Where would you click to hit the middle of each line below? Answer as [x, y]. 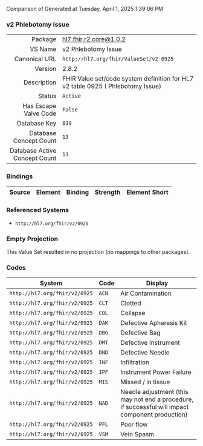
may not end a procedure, [157, 399]
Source [20, 192]
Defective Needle [145, 353]
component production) [154, 414]
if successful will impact [155, 407]
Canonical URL [35, 59]
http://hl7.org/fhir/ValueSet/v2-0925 [118, 59]
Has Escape [40, 106]
